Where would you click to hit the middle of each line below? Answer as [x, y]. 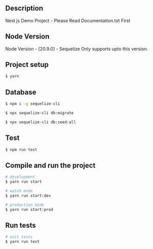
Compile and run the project [50, 165]
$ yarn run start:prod [29, 209]
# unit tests [19, 237]
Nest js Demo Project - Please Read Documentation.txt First [68, 20]
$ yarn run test [22, 242]
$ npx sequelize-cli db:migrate [39, 113]
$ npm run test [21, 150]
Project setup [27, 65]
